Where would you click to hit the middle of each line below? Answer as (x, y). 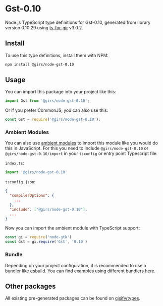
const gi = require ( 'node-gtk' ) (38, 237)
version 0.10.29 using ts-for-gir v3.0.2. (44, 27)
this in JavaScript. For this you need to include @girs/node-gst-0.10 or (77, 148)
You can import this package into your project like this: (61, 92)
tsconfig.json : (20, 182)
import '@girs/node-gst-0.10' (36, 172)
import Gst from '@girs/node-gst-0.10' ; (48, 101)
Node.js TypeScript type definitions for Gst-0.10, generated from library (78, 22)
